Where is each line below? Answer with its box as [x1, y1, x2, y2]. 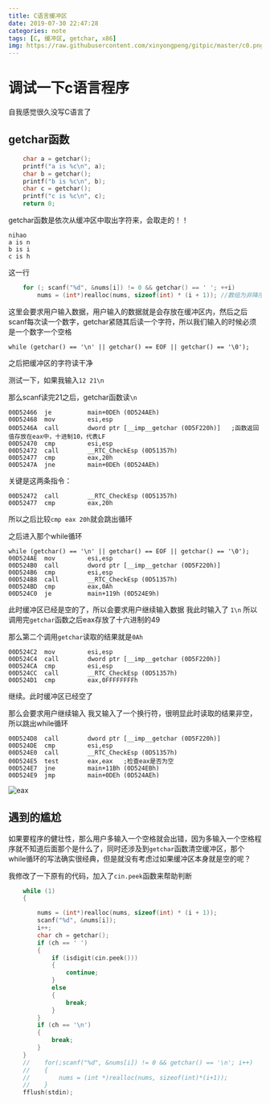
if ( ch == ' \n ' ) [37, 1021, 92, 1029]
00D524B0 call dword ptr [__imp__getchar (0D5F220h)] [8, 561, 221, 569]
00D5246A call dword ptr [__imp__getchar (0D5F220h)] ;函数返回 [8, 424, 260, 432]
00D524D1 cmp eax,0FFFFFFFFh [8, 676, 138, 684]
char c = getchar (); [22, 184, 92, 193]
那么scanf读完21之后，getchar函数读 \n [8, 392, 137, 402]
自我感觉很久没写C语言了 [8, 107, 92, 117]
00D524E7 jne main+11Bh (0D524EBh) [8, 764, 160, 772]
